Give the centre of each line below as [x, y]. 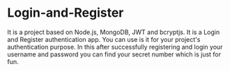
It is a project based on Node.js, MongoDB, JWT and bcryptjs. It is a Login [114, 32]
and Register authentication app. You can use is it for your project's [104, 39]
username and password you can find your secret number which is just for [114, 54]
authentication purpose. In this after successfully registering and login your [115, 47]
